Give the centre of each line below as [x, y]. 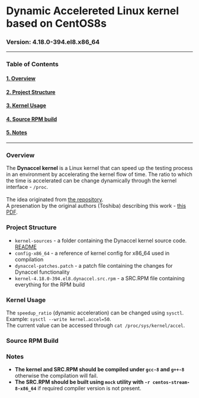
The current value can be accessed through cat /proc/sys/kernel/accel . [96, 325]
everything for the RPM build [50, 284]
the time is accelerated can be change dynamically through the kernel [91, 181]
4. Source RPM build [32, 119]
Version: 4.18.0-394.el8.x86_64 [53, 42]
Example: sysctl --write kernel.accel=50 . [59, 319]
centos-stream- [171, 383]
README [26, 246]
